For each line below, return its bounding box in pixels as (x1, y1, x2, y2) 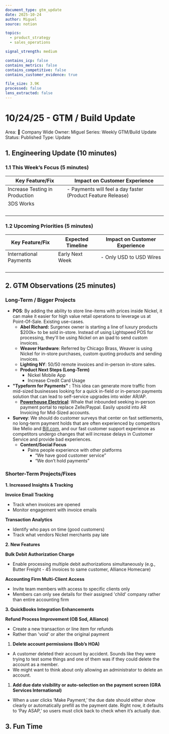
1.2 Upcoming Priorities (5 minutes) (5, 223, 94, 230)
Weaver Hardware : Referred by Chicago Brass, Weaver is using (20, 346, 152, 352)
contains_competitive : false (5, 68, 66, 73)
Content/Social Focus (20, 442, 67, 448)
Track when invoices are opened (12, 501, 80, 507)
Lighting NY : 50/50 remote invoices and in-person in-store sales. (20, 361, 156, 368)
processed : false (5, 86, 42, 91)
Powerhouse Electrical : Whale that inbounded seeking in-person (20, 399, 156, 405)
